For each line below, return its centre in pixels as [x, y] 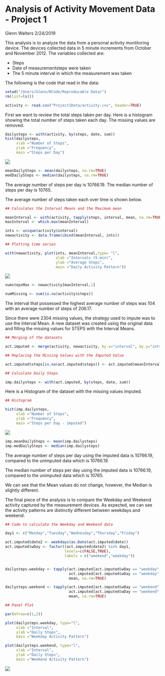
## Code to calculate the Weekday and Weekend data [59, 524]
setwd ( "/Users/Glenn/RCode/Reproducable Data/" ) [56, 92]
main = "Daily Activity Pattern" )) [91, 267]
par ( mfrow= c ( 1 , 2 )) [24, 614]
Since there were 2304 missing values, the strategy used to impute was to [80, 318]
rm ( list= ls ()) [20, 96]
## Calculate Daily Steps [31, 373]
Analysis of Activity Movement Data [80, 9]
